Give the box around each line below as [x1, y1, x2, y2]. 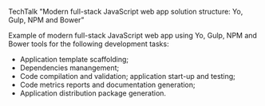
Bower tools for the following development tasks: [8, 39, 169, 49]
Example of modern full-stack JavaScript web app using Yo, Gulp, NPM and [8, 31, 258, 40]
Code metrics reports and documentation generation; [19, 80, 196, 89]
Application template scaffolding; [19, 55, 129, 64]
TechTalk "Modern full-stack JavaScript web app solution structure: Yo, [8, 7, 243, 16]
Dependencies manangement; [19, 63, 120, 73]
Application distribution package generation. [19, 88, 166, 98]
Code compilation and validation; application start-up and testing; [19, 72, 235, 80]
